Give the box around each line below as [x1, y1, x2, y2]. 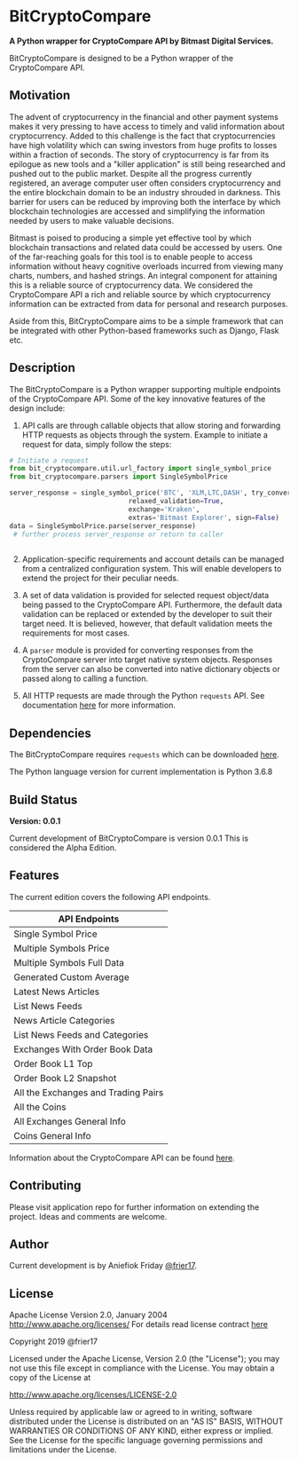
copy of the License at [9, 1372, 91, 1383]
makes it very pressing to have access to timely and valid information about [9, 121, 286, 131]
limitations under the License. [9, 1444, 117, 1455]
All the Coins [13, 1101, 67, 1113]
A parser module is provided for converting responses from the [21, 645, 254, 656]
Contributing [9, 1178, 82, 1193]
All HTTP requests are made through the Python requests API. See [21, 691, 265, 701]
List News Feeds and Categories [13, 1028, 149, 1040]
